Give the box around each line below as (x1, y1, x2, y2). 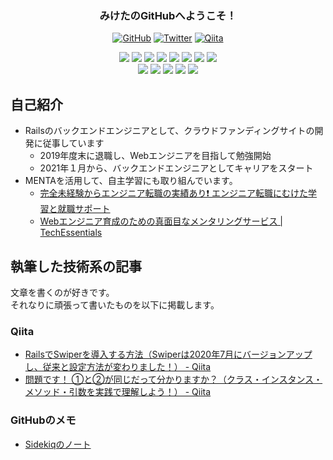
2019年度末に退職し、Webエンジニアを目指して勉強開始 (39, 150, 272, 162)
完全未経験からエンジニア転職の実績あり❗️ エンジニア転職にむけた (39, 187, 309, 199)
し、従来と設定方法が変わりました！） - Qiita (24, 361, 212, 373)
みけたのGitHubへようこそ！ (99, 8, 237, 22)
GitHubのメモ (10, 413, 77, 427)
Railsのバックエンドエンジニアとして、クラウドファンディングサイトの (24, 125, 315, 137)
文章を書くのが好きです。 (10, 286, 115, 298)
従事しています (42, 137, 105, 149)
